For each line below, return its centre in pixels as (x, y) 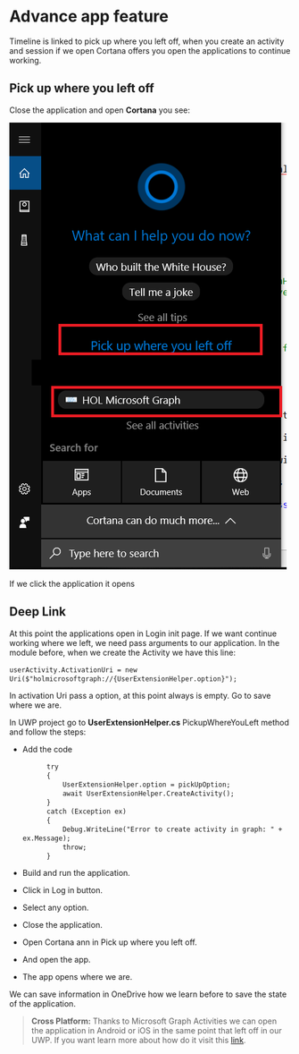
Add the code (47, 749)
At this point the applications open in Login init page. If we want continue (143, 633)
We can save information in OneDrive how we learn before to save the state (148, 994)
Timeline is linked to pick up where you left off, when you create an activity (147, 41)
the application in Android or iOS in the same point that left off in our (157, 1030)
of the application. (42, 1003)
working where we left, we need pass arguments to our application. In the (145, 642)
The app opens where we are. (77, 976)
